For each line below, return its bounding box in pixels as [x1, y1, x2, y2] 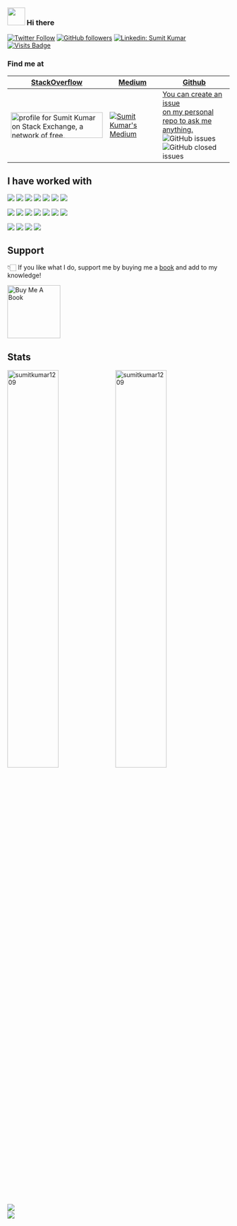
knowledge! [7, 271, 42, 279]
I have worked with [7, 175, 92, 187]
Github [182, 77, 206, 87]
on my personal [162, 107, 214, 117]
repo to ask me [162, 115, 212, 125]
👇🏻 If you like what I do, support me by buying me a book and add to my [7, 263, 218, 272]
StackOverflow [30, 77, 83, 87]
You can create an [162, 89, 223, 99]
